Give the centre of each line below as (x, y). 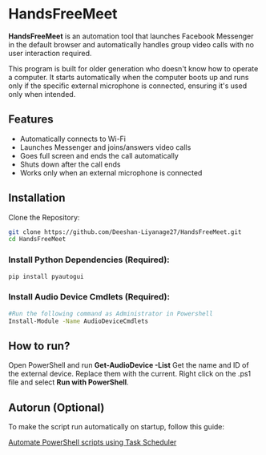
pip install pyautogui (46, 276)
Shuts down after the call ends (70, 164)
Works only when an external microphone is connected (111, 172)
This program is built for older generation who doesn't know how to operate (133, 68)
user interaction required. (50, 53)
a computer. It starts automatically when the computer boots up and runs (129, 77)
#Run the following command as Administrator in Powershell (111, 313)
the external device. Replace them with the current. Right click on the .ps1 (130, 374)
